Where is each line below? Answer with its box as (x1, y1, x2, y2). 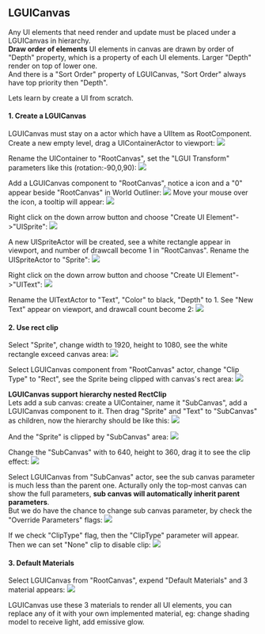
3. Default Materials (8, 558, 75, 568)
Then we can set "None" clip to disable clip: (8, 540, 152, 549)
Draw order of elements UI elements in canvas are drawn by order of (8, 44, 235, 54)
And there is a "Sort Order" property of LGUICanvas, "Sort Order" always (8, 69, 247, 78)
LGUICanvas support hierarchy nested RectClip (8, 389, 168, 399)
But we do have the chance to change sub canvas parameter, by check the (8, 506, 252, 515)
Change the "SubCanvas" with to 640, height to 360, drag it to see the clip (8, 447, 251, 457)
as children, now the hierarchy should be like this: (8, 416, 170, 426)
